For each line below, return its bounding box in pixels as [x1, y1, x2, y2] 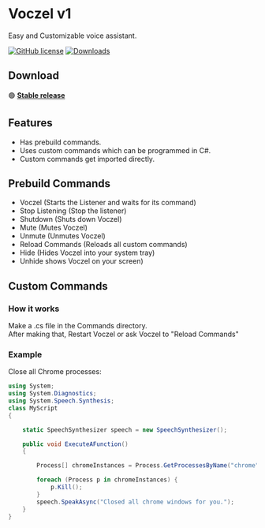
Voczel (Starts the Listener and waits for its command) [19, 198, 197, 208]
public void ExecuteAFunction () [22, 440, 129, 448]
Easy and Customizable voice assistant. [8, 31, 137, 40]
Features [8, 116, 53, 130]
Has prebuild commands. [19, 137, 102, 147]
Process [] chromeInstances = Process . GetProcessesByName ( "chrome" [36, 462, 259, 470]
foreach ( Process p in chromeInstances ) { [36, 476, 178, 484]
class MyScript [8, 404, 58, 412]
